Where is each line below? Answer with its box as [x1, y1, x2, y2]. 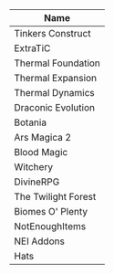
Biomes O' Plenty [14, 205, 88, 217]
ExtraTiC [14, 42, 51, 54]
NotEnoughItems [14, 220, 87, 232]
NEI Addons [14, 235, 66, 248]
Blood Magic [14, 146, 68, 158]
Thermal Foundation [14, 57, 100, 69]
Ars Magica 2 [14, 132, 71, 143]
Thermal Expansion [14, 72, 98, 84]
